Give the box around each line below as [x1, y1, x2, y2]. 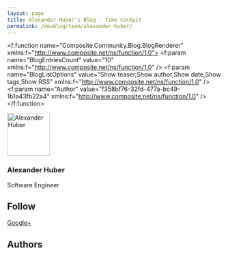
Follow [7, 201, 36, 213]
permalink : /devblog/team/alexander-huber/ [7, 23, 133, 29]
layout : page [7, 10, 44, 17]
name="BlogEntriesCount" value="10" [7, 56, 115, 64]
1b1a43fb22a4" [7, 92, 50, 100]
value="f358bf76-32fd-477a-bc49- [79, 85, 181, 93]
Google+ [7, 219, 32, 227]
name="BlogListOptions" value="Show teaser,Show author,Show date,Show [7, 70, 221, 79]
